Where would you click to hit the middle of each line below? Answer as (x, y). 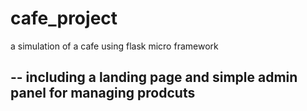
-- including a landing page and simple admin (154, 77)
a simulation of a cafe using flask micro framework (114, 46)
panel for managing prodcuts (103, 93)
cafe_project (64, 18)
